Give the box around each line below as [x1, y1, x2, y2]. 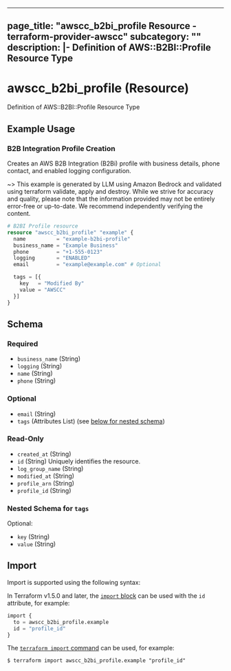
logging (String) [16, 362, 63, 370]
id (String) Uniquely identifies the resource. [16, 457, 141, 465]
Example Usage [7, 123, 76, 134]
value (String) [16, 540, 56, 548]
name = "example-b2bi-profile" [13, 235, 131, 242]
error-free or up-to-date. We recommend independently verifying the [7, 202, 203, 210]
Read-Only [7, 434, 45, 443]
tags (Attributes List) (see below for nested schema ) [16, 417, 165, 425]
